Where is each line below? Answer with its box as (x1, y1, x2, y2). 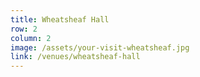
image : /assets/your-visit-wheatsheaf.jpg (10, 42, 190, 53)
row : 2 (10, 24, 38, 34)
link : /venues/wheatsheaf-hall (10, 52, 141, 62)
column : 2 (10, 33, 52, 43)
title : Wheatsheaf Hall (10, 14, 110, 25)
